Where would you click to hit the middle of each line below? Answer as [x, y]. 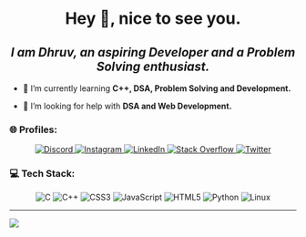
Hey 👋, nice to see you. [153, 19]
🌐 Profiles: [33, 129]
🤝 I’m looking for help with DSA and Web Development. [127, 106]
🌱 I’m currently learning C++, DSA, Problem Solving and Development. [157, 88]
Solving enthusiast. [153, 66]
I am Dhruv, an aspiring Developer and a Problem [153, 52]
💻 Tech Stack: [42, 174]
